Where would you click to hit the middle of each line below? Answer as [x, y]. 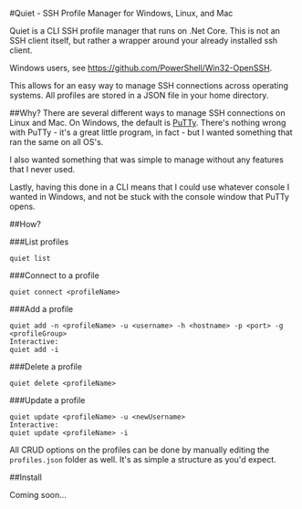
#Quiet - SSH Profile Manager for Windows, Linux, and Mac [121, 13]
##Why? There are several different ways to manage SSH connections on [147, 113]
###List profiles [39, 242]
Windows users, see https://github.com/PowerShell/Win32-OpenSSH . [141, 68]
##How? [25, 224]
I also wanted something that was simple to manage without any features [147, 160]
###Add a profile [42, 309]
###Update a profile [47, 400]
